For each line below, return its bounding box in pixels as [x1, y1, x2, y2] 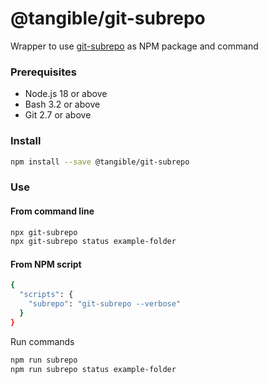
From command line [10, 205, 95, 217]
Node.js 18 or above [24, 88, 108, 100]
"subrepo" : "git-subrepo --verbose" [28, 299, 182, 309]
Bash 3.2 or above [24, 98, 101, 111]
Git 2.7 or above [24, 109, 92, 121]
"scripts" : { [19, 290, 74, 300]
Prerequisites [10, 65, 77, 79]
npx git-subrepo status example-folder [10, 237, 177, 247]
